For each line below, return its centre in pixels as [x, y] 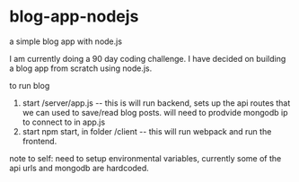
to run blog [30, 85]
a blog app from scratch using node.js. [81, 68]
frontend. [40, 141]
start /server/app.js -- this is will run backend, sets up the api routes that [156, 103]
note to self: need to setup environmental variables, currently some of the [145, 158]
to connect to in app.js [64, 122]
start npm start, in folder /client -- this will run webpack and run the [147, 131]
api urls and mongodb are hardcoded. [79, 168]
